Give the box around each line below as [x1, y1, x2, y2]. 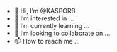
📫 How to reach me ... [13, 37, 80, 45]
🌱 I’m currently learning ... [13, 22, 90, 30]
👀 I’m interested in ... [13, 14, 74, 22]
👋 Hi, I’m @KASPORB [13, 7, 76, 15]
